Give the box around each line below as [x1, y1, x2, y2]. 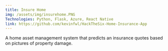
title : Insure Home [5, 7, 46, 12]
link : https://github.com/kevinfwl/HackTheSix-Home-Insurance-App [5, 21, 147, 26]
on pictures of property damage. [5, 40, 73, 46]
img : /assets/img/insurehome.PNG [5, 12, 75, 17]
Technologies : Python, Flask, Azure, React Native [5, 16, 114, 21]
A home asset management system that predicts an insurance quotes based [5, 35, 163, 41]
